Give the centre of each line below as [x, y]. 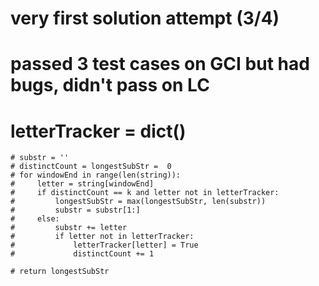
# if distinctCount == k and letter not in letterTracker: [145, 193]
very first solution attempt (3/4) [145, 18]
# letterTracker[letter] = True [104, 245]
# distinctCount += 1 [82, 254]
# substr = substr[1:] [75, 210]
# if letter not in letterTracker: [102, 237]
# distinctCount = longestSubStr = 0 [91, 167]
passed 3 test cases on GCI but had [160, 64]
